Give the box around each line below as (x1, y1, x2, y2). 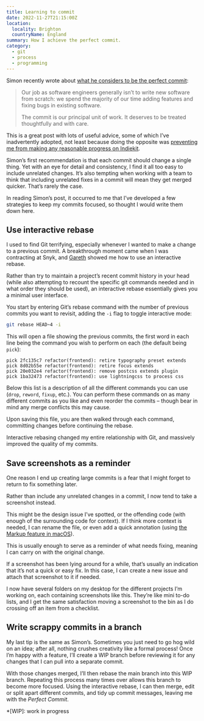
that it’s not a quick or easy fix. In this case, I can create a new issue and (6, 567, 188, 574)
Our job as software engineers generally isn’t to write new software (21, 88, 190, 96)
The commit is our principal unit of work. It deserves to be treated (21, 113, 187, 121)
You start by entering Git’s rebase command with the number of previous (6, 303, 189, 311)
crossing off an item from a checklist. (6, 604, 100, 612)
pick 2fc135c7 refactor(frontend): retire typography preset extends (6, 357, 187, 364)
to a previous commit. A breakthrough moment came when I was (6, 248, 169, 255)
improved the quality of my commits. (6, 440, 99, 448)
